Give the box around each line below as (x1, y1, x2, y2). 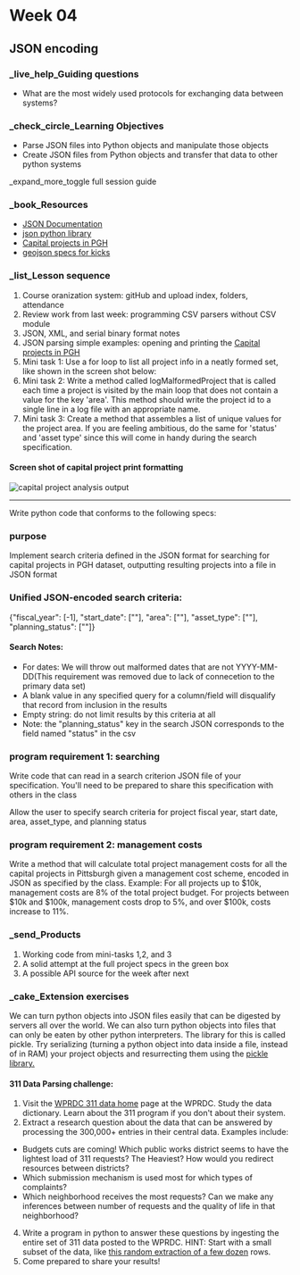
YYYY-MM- (235, 662, 279, 672)
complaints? (21, 1182, 67, 1193)
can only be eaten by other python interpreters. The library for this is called (9, 1029, 286, 1040)
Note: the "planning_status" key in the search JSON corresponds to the (21, 718, 285, 729)
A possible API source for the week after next (21, 968, 189, 979)
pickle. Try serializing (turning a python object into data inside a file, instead (9, 1038, 288, 1049)
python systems (21, 159, 82, 170)
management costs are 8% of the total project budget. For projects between (9, 887, 290, 898)
